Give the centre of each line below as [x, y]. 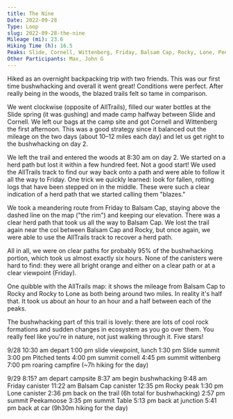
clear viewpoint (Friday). [42, 272]
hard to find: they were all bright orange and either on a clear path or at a [111, 265]
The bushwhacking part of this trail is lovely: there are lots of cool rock [108, 322]
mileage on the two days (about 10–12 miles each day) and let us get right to [116, 136]
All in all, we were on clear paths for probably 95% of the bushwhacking [110, 250]
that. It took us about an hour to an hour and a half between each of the [109, 301]
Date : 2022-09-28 [32, 20]
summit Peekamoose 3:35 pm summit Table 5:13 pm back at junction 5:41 [112, 400]
